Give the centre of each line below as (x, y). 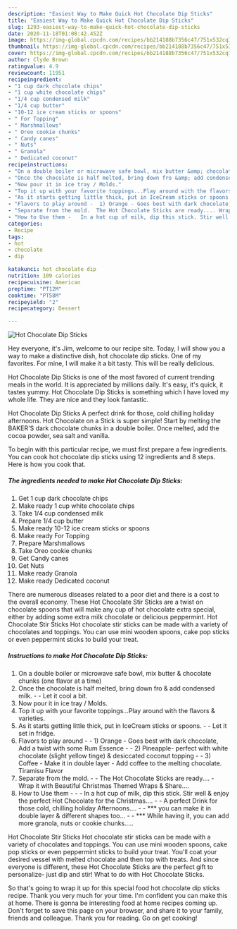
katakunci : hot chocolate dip (52, 269)
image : (18, 40)
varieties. (31, 718)
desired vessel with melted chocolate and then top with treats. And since (113, 860)
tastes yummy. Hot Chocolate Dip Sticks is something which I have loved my (118, 392)
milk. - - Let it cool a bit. (53, 696)
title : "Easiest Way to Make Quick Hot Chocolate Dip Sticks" (101, 20)
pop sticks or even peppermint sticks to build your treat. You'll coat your (113, 852)
